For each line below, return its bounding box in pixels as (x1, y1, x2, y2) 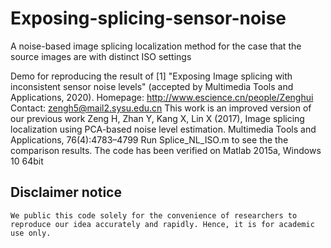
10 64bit (10, 155, 44, 167)
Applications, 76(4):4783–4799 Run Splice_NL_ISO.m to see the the (10, 133, 289, 146)
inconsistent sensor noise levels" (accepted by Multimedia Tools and (10, 80, 294, 92)
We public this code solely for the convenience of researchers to (10, 210, 298, 221)
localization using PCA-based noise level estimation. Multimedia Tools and (10, 123, 317, 135)
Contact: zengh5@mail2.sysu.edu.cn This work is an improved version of (10, 102, 312, 114)
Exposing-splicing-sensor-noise (10, 7, 287, 30)
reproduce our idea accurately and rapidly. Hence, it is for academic (10, 219, 315, 229)
